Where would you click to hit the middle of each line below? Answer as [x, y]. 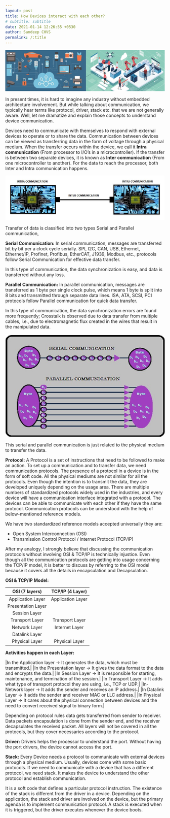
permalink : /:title [26, 38]
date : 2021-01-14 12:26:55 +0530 [40, 27]
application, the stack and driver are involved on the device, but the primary [84, 799]
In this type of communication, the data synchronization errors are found [81, 311]
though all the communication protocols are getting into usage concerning [82, 560]
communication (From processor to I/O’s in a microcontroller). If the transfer [85, 152]
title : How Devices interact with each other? [55, 16]
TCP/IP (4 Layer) [69, 592]
